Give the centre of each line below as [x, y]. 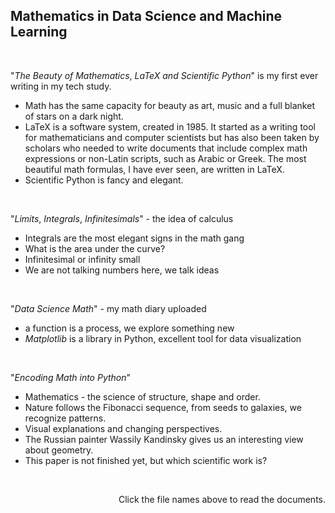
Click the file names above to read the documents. [222, 499]
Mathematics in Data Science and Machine [146, 16]
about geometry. [59, 450]
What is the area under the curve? [95, 248]
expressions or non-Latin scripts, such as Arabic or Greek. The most [165, 158]
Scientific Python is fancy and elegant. [104, 180]
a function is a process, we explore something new [129, 328]
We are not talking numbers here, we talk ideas [122, 270]
